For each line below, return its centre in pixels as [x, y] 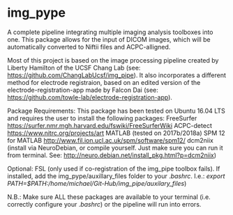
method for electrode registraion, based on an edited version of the [104, 82]
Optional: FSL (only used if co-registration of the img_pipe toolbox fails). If [114, 168]
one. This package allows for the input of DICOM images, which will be [109, 39]
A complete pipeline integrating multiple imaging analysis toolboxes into [111, 32]
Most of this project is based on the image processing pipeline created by [113, 60]
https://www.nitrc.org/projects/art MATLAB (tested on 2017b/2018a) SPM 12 [116, 133]
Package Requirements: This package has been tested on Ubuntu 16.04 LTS [116, 111]
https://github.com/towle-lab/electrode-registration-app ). [90, 97]
